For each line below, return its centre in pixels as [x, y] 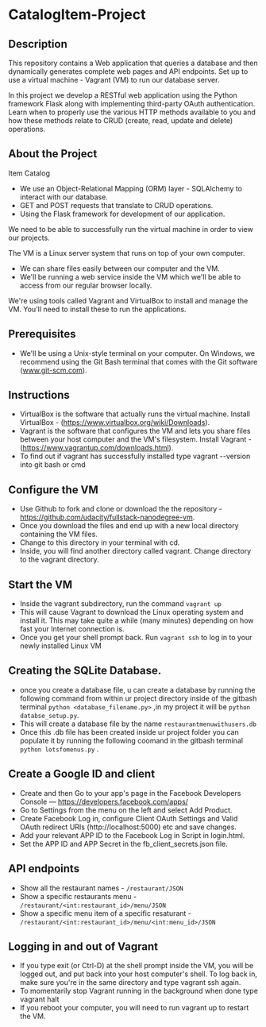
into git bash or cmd [52, 465]
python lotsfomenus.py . [59, 749]
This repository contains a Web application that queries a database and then [133, 63]
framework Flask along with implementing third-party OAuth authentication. [132, 104]
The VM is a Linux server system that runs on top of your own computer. [127, 253]
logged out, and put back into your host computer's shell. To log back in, [139, 974]
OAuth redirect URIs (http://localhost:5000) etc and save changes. [128, 827]
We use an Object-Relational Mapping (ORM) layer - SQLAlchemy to [131, 188]
